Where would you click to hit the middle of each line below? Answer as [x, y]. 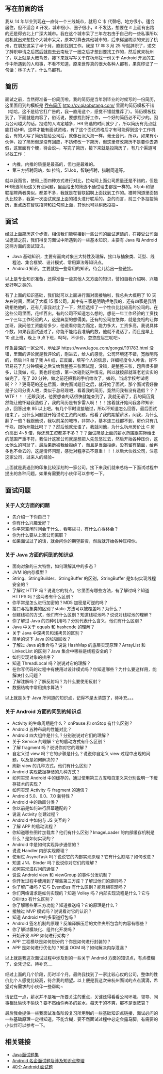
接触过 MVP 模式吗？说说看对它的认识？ [52, 911]
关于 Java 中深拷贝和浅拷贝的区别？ [48, 633]
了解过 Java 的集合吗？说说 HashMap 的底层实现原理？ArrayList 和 [79, 645]
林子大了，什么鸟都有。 [41, 70]
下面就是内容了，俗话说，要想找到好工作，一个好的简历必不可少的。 [86, 117]
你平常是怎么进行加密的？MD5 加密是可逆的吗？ [60, 602]
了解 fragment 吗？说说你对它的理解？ [50, 747]
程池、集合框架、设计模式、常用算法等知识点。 [59, 262]
